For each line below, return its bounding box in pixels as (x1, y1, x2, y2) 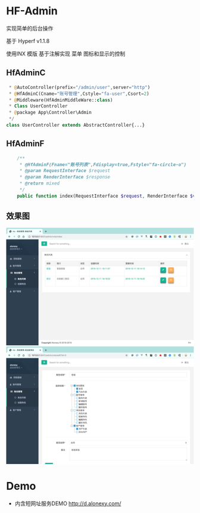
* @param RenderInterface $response (19, 174, 111, 180)
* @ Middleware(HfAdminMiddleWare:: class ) (8, 97, 113, 103)
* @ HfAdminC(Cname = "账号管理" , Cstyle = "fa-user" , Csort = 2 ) (8, 91, 150, 97)
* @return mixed (19, 180, 60, 186)
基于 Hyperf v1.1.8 (6, 37, 50, 44)
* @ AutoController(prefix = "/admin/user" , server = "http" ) (8, 84, 151, 90)
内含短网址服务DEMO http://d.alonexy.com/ (14, 500, 121, 507)
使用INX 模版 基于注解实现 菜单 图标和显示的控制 (6, 50, 126, 57)
